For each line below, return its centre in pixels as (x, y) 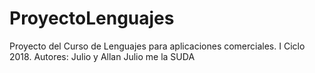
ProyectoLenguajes (92, 18)
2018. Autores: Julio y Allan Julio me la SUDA (102, 56)
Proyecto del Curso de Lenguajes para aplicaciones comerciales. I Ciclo (157, 46)
